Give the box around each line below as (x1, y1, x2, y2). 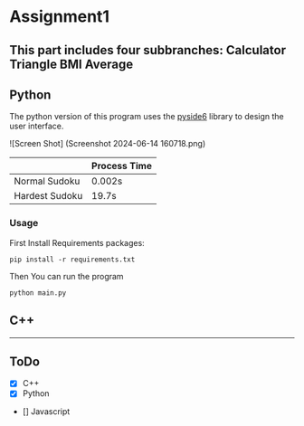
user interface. (9, 120, 64, 132)
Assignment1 (9, 6, 110, 27)
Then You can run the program (9, 270, 124, 281)
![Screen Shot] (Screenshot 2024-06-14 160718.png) (9, 138, 206, 149)
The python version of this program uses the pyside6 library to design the (9, 111, 284, 122)
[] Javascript (22, 406, 71, 417)
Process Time (91, 160, 152, 173)
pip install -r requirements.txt (9, 255, 136, 264)
